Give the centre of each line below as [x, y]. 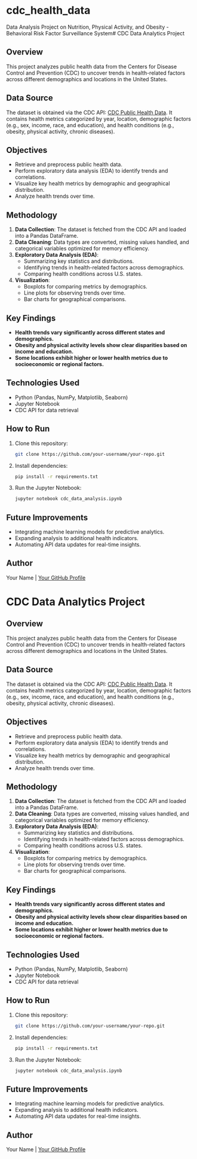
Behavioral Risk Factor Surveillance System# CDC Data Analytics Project [96, 33]
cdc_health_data [48, 10]
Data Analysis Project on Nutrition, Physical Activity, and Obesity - [87, 27]
